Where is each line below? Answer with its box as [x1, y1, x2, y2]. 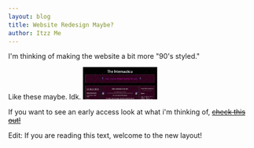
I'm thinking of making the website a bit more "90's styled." [8, 52, 201, 61]
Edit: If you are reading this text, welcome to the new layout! [8, 131, 203, 140]
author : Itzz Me [8, 29, 61, 37]
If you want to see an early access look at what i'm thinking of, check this [8, 107, 246, 117]
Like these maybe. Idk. [8, 92, 81, 102]
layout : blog [8, 13, 51, 20]
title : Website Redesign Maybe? [8, 20, 114, 29]
